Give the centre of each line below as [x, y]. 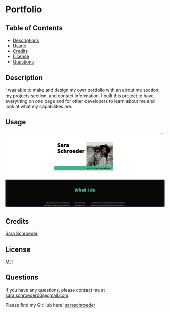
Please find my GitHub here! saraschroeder [50, 305]
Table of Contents [34, 28]
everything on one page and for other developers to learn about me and [80, 101]
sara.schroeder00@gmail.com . [37, 295]
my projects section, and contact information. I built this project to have [79, 96]
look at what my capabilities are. [39, 106]
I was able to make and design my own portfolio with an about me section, [83, 90]
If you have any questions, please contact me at [55, 290]
